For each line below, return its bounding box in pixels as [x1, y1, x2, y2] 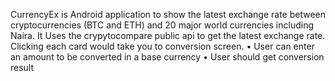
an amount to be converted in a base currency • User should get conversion [10, 51, 325, 63]
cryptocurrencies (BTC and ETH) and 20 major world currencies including [10, 19, 315, 31]
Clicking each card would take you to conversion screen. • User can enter [10, 40, 315, 52]
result [10, 62, 35, 73]
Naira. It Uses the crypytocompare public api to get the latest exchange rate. [10, 30, 326, 41]
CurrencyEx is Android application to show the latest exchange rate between [10, 9, 326, 20]
